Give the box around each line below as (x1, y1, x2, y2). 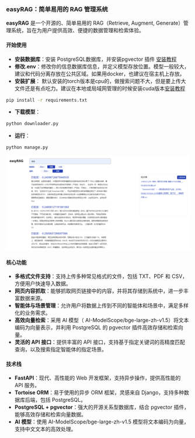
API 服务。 (14, 382, 40, 389)
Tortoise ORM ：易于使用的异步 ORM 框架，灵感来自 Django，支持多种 (14, 389, 184, 396)
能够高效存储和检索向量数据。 (14, 411, 86, 418)
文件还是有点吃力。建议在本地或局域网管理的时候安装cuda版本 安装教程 (14, 85, 186, 92)
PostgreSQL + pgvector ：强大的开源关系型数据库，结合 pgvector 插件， (14, 403, 190, 411)
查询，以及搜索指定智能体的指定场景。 (14, 346, 107, 353)
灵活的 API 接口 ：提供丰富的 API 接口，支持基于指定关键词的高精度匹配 (14, 339, 186, 346)
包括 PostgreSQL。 (40, 396, 86, 403)
